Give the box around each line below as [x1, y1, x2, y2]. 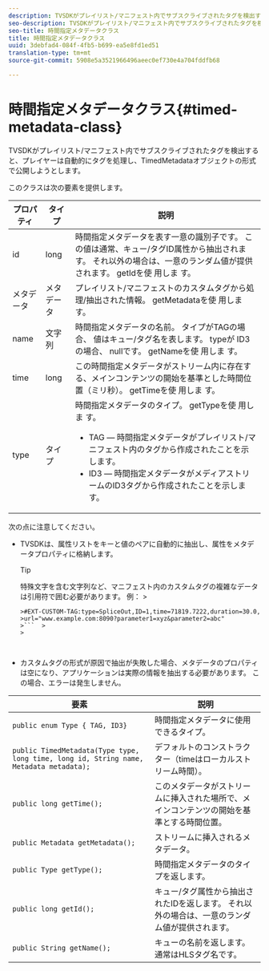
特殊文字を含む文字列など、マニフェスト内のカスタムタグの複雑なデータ [19, 581, 259, 591]
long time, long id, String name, [12, 754, 144, 763]
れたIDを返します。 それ [155, 897, 244, 908]
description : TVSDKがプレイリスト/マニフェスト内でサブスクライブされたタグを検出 [8, 11, 255, 20]
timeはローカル [179, 753, 235, 764]
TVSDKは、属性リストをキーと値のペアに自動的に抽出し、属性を [19, 539, 234, 548]
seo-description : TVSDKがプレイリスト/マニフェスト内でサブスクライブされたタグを [8, 19, 258, 27]
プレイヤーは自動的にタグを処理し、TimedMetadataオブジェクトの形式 [22, 156, 256, 165]
